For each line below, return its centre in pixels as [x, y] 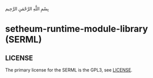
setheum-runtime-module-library [77, 29]
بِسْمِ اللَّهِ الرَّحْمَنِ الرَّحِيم [27, 9]
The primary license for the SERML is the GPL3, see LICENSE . [69, 70]
